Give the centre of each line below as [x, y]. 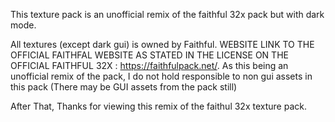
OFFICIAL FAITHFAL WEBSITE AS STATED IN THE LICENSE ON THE [149, 55]
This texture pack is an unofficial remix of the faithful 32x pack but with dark [167, 14]
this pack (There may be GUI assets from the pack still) [124, 87]
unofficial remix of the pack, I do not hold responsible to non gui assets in [161, 76]
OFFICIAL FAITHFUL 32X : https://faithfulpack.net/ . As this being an [149, 65]
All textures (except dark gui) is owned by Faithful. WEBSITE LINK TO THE [162, 44]
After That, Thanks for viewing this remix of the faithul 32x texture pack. [158, 106]
